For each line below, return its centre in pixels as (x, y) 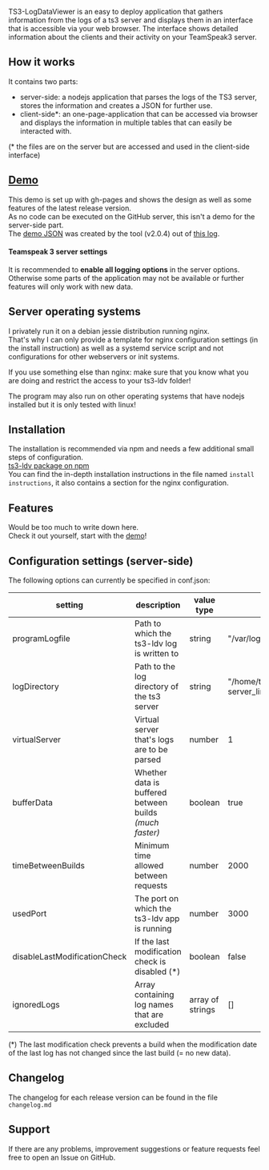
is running (153, 929)
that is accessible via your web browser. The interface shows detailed (123, 28)
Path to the (155, 667)
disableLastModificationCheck (70, 957)
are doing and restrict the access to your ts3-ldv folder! (100, 380)
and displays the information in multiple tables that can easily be (126, 122)
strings (203, 1010)
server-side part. (36, 225)
